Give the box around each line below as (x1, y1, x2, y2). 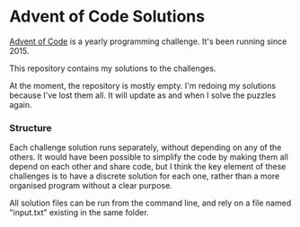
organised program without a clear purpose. (9, 180, 172, 191)
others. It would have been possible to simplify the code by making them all (9, 152, 289, 162)
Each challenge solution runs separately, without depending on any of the (9, 142, 282, 153)
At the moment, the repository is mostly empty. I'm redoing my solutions (9, 80, 277, 91)
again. (9, 99, 33, 109)
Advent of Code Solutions (9, 6, 205, 27)
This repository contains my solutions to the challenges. (9, 63, 216, 74)
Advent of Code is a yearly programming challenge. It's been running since (9, 36, 287, 47)
